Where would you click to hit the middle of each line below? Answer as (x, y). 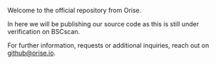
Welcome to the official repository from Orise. (74, 10)
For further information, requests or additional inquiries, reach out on (108, 45)
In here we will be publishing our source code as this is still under (103, 24)
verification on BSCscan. (44, 32)
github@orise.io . (31, 53)
